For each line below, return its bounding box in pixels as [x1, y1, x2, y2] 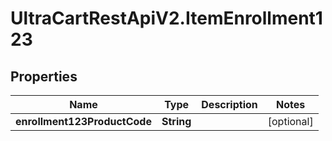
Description [201, 98, 258, 111]
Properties [10, 68, 78, 85]
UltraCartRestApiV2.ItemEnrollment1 [10, 7, 323, 30]
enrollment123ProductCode [15, 115, 152, 128]
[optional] [267, 115, 314, 128]
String [161, 115, 192, 128]
